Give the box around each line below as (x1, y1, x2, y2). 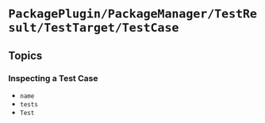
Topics (8, 48, 43, 62)
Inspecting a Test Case (8, 72, 98, 83)
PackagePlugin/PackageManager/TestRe (8, 6, 258, 21)
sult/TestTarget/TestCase (8, 21, 179, 36)
